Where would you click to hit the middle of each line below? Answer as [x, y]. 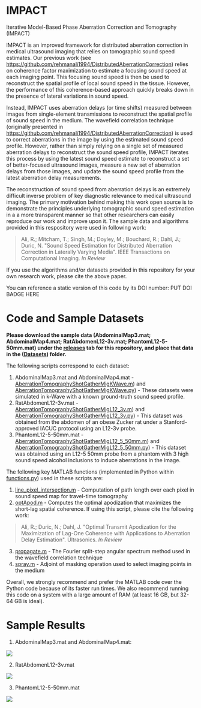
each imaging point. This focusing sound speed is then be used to [88, 77]
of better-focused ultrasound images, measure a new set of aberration [94, 165]
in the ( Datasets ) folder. [37, 354]
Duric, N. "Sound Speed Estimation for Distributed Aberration [96, 245]
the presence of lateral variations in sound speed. [67, 96]
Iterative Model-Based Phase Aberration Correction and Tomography [91, 27]
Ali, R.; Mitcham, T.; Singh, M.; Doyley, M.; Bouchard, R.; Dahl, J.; [101, 239]
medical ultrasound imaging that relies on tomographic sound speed [91, 51]
